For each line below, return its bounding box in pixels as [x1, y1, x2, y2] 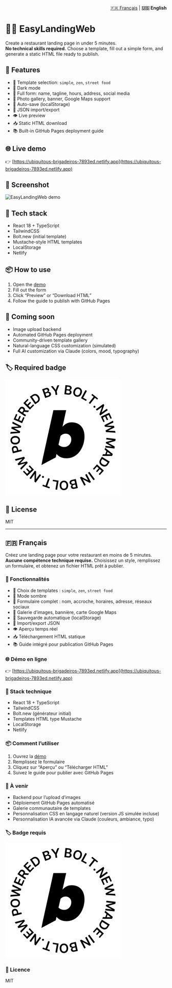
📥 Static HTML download [12, 120, 68, 126]
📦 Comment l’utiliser [5, 740, 59, 747]
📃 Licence [5, 966, 31, 973]
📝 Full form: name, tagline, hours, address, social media [12, 90, 130, 96]
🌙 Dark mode [12, 85, 41, 91]
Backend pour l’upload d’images [12, 794, 81, 800]
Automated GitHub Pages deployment [12, 331, 93, 338]
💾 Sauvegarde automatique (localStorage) [12, 615, 101, 621]
